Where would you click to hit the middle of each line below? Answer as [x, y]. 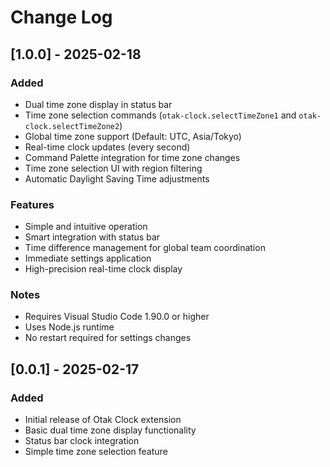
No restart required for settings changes [108, 338]
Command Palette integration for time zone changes [132, 157]
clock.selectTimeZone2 [72, 126]
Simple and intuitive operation [86, 227]
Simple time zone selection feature [96, 452]
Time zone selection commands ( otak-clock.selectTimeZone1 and [160, 115]
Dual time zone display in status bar [98, 104]
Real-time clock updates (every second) [107, 147]
